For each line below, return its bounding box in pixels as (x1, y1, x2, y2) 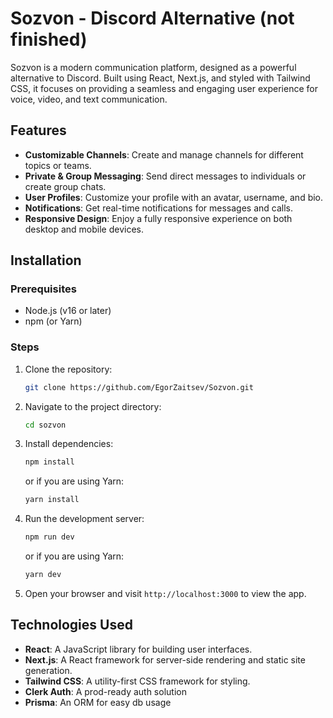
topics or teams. (24, 159, 92, 171)
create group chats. (24, 180, 107, 192)
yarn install (24, 495, 80, 505)
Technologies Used (10, 617, 133, 634)
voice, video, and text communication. (10, 93, 168, 105)
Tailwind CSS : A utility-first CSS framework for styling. (24, 675, 251, 687)
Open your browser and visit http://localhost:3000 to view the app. (24, 587, 307, 599)
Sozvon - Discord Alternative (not (10, 7, 295, 30)
